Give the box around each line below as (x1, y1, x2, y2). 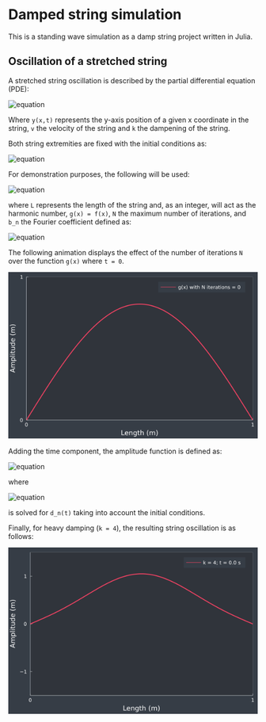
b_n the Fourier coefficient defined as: (8, 216, 132, 227)
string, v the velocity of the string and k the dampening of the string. (8, 123, 231, 132)
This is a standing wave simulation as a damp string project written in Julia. (8, 32, 253, 41)
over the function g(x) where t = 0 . (8, 256, 124, 265)
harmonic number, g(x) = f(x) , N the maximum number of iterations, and (8, 208, 247, 218)
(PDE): (8, 84, 29, 94)
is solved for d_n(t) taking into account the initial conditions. (8, 507, 206, 517)
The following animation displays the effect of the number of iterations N (8, 247, 243, 257)
